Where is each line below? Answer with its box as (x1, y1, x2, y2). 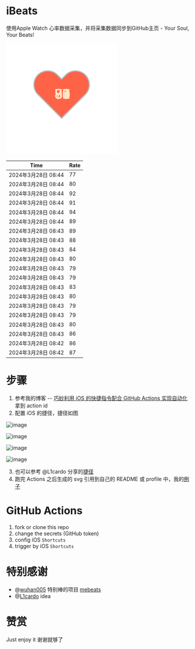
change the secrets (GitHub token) (14, 530, 99, 537)
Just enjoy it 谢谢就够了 (6, 636, 63, 643)
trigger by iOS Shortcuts (14, 542, 74, 549)
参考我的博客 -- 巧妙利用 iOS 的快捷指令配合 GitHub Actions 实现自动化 (14, 395, 188, 402)
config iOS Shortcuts (14, 536, 66, 543)
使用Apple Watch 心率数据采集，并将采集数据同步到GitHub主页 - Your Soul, (6, 24, 190, 31)
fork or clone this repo (14, 523, 69, 530)
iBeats (6, 4, 38, 18)
